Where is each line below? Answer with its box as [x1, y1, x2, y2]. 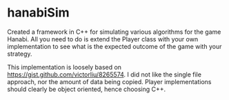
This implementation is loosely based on [7, 63, 122, 71]
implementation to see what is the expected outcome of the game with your [7, 42, 222, 50]
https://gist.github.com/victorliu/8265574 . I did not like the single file [7, 70, 202, 79]
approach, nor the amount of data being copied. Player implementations [7, 77, 212, 86]
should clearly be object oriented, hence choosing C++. [7, 85, 166, 93]
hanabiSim [7, 5, 70, 21]
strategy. [7, 50, 32, 58]
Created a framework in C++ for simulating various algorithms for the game [7, 28, 221, 36]
